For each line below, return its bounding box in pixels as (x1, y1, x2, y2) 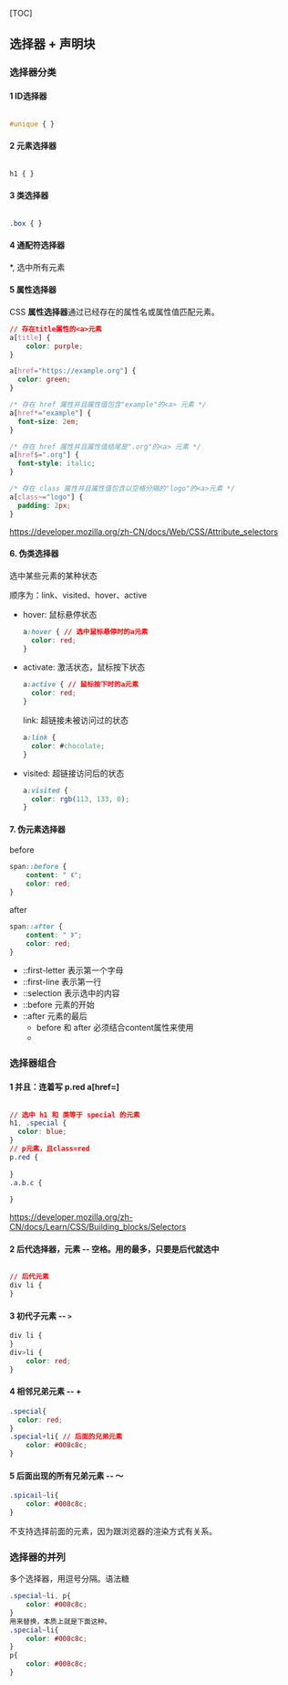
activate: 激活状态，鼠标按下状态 (22, 662, 146, 673)
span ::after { (9, 922, 64, 931)
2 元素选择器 (9, 140, 57, 151)
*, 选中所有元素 (9, 261, 66, 272)
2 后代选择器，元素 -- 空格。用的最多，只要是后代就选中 (9, 1243, 220, 1255)
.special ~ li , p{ (9, 1592, 71, 1601)
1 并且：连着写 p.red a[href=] (9, 1082, 120, 1092)
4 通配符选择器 (9, 239, 66, 250)
